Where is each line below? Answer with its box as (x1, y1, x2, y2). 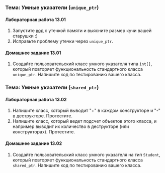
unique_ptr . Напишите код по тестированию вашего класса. (12, 72, 142, 78)
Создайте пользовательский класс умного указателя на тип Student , (12, 151, 161, 157)
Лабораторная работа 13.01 (5, 17, 66, 23)
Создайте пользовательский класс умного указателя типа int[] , (12, 61, 152, 67)
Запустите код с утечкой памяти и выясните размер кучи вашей (12, 28, 152, 34)
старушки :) (12, 33, 38, 39)
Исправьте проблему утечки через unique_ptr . (12, 38, 113, 44)
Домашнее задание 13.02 (5, 140, 62, 146)
